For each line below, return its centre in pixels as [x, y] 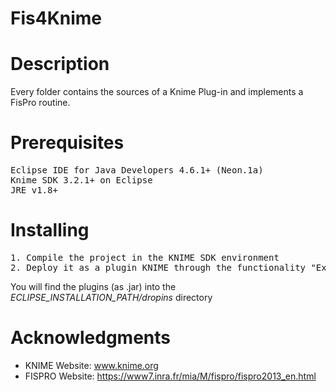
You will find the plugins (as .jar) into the [93, 286]
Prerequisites [67, 143]
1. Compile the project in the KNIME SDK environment [145, 257]
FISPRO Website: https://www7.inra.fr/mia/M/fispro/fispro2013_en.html [170, 376]
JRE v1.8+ [34, 190]
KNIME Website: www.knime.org [91, 365]
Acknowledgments [91, 338]
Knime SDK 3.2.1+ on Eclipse [81, 180]
